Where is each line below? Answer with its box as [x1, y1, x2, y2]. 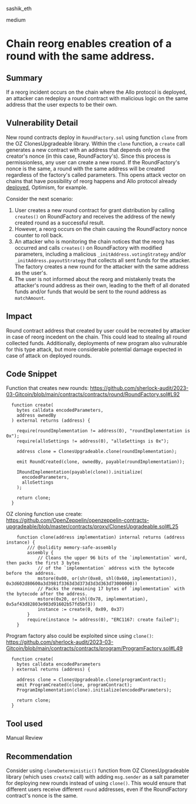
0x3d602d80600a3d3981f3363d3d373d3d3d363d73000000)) [6, 581, 138, 587]
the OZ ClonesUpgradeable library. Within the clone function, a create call [6, 140, 185, 147]
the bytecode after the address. [6, 591, 88, 597]
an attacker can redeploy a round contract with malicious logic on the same [6, 95, 188, 102]
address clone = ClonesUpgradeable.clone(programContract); [16, 677, 167, 683]
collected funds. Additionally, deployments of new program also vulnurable [6, 339, 188, 346]
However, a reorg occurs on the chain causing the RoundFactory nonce [14, 225, 188, 232]
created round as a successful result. [14, 219, 105, 226]
